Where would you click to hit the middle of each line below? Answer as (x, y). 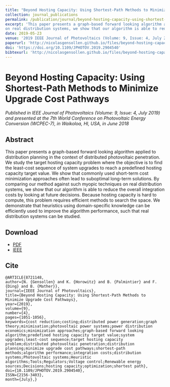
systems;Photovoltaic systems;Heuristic (49, 357)
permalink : (17, 19)
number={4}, (18, 313)
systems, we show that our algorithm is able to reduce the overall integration (85, 189)
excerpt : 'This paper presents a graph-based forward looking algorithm (83, 24)
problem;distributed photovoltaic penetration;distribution (70, 344)
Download (22, 232)
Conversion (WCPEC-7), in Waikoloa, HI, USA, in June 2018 (67, 124)
